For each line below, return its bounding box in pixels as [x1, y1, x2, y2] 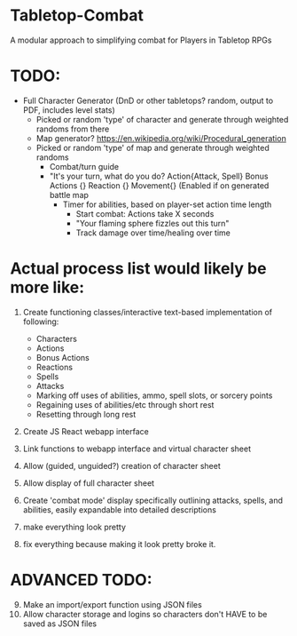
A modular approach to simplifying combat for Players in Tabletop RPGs [10, 35, 272, 45]
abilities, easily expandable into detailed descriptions [22, 504, 216, 515]
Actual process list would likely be [10, 258, 267, 279]
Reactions [35, 362, 74, 372]
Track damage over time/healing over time [75, 227, 231, 238]
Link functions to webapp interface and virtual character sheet [22, 443, 252, 454]
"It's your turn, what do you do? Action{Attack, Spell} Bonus [49, 171, 269, 181]
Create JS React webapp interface [22, 425, 149, 436]
